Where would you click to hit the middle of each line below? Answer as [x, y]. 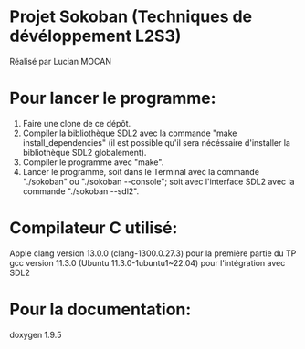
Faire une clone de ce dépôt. [76, 123]
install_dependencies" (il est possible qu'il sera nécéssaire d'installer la [156, 142]
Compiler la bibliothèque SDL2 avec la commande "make [130, 133]
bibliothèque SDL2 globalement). [84, 152]
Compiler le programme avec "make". [93, 162]
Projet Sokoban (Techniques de [131, 17]
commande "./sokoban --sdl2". [81, 191]
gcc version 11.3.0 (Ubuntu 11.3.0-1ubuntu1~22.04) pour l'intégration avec [147, 262]
